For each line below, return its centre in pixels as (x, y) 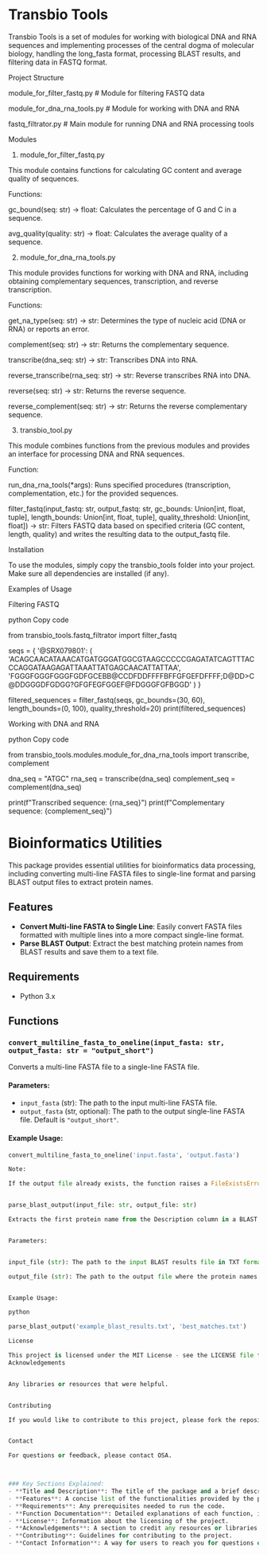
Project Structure (36, 77)
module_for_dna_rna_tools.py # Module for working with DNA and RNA (124, 108)
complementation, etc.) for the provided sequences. (93, 493)
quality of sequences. (44, 178)
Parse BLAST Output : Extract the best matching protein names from (132, 943)
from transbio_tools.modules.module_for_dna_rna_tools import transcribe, (129, 754)
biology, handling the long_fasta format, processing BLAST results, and (124, 53)
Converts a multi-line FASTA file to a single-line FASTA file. (104, 1067)
